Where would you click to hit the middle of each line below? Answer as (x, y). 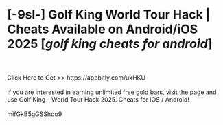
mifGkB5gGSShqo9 (35, 114)
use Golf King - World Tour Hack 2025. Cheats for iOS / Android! (98, 99)
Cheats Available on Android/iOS (103, 29)
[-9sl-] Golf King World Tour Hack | (109, 15)
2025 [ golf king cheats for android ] (110, 44)
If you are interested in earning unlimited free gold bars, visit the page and (112, 92)
